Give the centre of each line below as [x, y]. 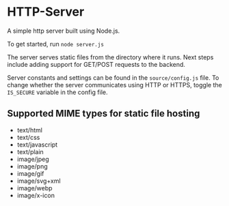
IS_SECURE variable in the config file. [57, 92]
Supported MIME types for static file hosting [104, 114]
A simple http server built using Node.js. [64, 31]
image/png [32, 166]
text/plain [30, 151]
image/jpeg [33, 159]
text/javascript [37, 145]
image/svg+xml [39, 181]
